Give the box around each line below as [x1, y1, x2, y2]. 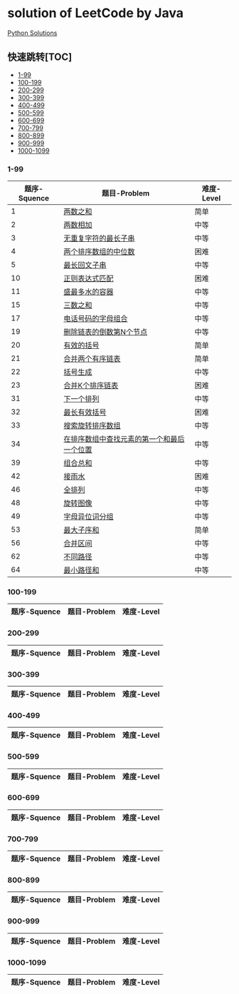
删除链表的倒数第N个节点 [63, 327, 148, 337]
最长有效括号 [63, 407, 107, 417]
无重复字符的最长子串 [63, 233, 135, 243]
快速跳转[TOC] [7, 51, 73, 64]
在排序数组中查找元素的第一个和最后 [63, 434, 185, 444]
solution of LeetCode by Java [7, 5, 184, 21]
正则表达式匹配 [63, 273, 114, 283]
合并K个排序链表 [63, 380, 119, 390]
